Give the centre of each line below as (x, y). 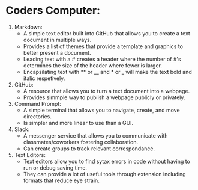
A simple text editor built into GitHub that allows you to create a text (106, 33)
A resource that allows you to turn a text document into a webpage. (106, 91)
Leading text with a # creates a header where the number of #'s (102, 59)
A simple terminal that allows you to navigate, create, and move (102, 110)
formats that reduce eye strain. (61, 180)
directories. (37, 116)
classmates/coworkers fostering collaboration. (81, 142)
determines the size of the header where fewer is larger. (93, 65)
